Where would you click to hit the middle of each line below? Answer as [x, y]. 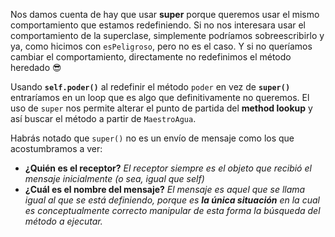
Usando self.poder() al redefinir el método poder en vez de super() [150, 87]
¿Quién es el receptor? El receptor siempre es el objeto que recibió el [168, 168]
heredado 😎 [36, 67]
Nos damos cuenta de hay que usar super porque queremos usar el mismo [165, 14]
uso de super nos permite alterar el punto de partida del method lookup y [161, 108]
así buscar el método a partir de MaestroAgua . [103, 118]
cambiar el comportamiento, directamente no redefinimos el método [151, 57]
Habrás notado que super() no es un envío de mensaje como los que [152, 138]
